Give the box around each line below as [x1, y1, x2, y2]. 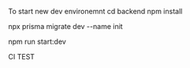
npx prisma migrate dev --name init [8, 22, 124, 30]
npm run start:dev [8, 37, 67, 46]
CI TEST [8, 52, 35, 61]
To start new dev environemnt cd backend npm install [8, 7, 183, 16]
